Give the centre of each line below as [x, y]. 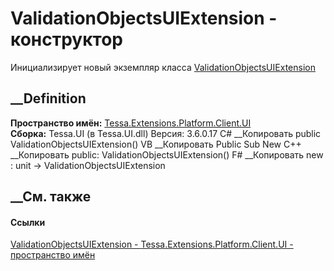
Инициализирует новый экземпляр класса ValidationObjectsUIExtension [163, 67]
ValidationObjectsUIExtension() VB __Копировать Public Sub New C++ [156, 144]
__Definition [48, 98]
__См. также [51, 197]
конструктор [66, 39]
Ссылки [28, 222]
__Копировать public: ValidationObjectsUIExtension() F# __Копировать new [167, 154]
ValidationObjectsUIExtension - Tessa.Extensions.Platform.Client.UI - [152, 244]
